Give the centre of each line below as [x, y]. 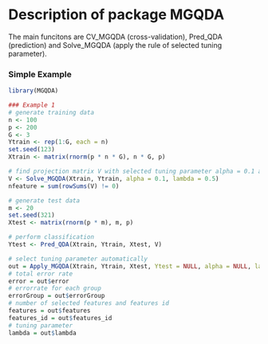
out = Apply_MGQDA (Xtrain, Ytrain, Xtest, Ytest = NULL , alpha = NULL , [130, 266]
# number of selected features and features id [89, 303]
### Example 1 [32, 105]
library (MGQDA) [33, 91]
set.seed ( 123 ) [32, 150]
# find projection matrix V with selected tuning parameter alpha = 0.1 [132, 172]
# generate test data [44, 201]
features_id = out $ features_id [60, 318]
